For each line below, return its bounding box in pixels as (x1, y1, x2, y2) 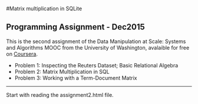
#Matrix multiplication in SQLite (6, 5, 82, 12)
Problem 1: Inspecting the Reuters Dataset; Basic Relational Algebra (14, 61, 179, 69)
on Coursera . (6, 50, 38, 57)
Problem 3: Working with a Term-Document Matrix (14, 74, 137, 82)
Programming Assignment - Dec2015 (6, 22, 146, 32)
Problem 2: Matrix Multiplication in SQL (14, 68, 110, 75)
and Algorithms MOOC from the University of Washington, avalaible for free (6, 44, 190, 51)
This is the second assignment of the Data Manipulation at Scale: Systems (6, 38, 186, 45)
